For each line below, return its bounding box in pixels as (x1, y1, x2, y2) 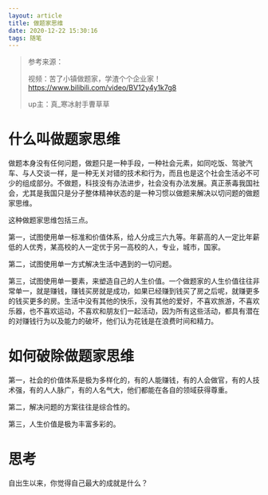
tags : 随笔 (8, 34, 42, 42)
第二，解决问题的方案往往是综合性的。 (8, 402, 134, 412)
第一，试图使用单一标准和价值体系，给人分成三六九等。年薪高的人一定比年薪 (8, 233, 260, 242)
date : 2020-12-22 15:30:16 (8, 26, 98, 34)
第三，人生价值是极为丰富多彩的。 (8, 419, 120, 429)
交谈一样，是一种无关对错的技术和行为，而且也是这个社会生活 (35, 169, 239, 178)
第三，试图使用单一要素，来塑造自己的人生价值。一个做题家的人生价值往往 (8, 277, 253, 286)
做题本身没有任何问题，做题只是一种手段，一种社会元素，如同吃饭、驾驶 (8, 158, 246, 168)
